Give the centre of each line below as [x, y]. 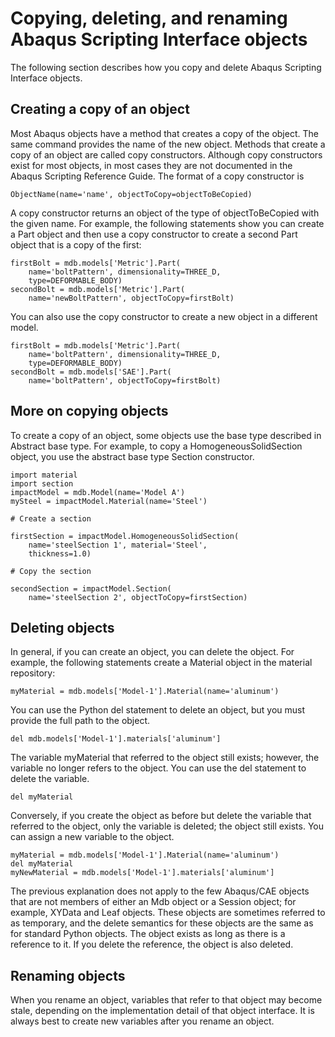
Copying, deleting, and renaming [149, 18]
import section [42, 483]
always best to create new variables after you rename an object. [142, 1021]
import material [44, 475]
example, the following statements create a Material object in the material [161, 663]
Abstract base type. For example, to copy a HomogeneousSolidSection [156, 446]
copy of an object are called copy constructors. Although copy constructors [166, 154]
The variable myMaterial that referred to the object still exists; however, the [165, 758]
